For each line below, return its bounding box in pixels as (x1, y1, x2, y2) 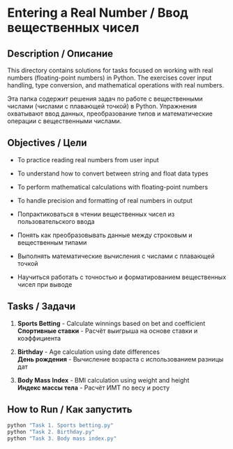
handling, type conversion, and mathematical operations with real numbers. (7, 81, 225, 89)
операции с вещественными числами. (7, 117, 122, 125)
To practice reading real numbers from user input (17, 155, 159, 164)
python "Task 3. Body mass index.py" (7, 435, 117, 442)
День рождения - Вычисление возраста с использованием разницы (17, 355, 224, 363)
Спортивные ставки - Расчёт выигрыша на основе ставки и (17, 327, 198, 335)
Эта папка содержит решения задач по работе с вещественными (7, 94, 203, 103)
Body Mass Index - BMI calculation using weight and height (17, 376, 190, 384)
